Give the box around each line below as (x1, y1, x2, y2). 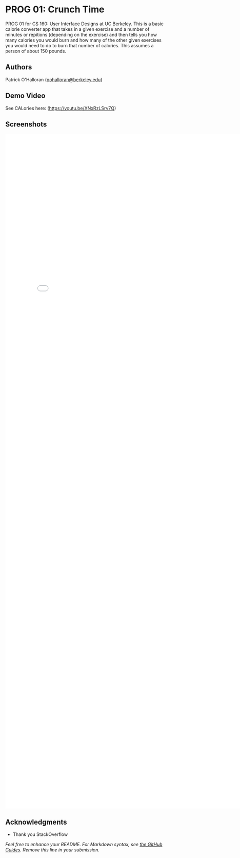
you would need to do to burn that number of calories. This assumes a (5, 42, 154, 48)
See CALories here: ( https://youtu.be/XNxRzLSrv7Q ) (5, 105, 116, 111)
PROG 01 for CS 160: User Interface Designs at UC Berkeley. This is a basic (5, 21, 164, 27)
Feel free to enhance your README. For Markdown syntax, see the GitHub (5, 842, 163, 848)
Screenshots (5, 120, 47, 129)
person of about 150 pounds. (5, 48, 67, 54)
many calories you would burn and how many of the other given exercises (5, 37, 162, 43)
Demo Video (5, 92, 46, 100)
